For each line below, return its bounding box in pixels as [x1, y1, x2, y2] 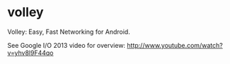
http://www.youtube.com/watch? [127, 41, 223, 49]
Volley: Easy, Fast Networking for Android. [7, 27, 131, 36]
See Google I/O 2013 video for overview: [7, 41, 126, 49]
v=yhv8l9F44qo [7, 49, 54, 57]
